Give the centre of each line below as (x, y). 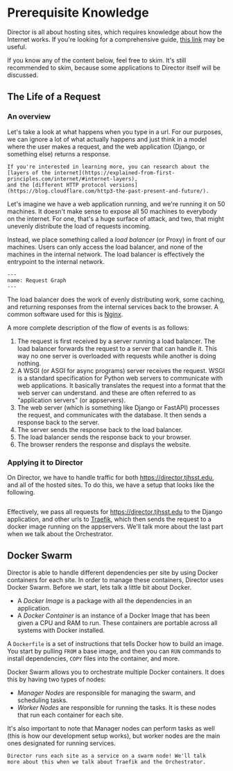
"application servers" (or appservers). (71, 400)
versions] (124, 185)
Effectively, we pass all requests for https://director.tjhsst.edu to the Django (115, 511)
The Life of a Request (54, 97)
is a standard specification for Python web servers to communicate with (120, 378)
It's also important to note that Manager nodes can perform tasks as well (111, 728)
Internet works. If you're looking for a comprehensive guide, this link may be (116, 39)
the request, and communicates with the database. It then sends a (112, 415)
